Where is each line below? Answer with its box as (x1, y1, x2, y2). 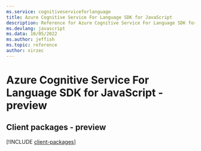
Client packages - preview (6, 122, 106, 132)
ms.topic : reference (6, 42, 58, 48)
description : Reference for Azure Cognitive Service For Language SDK (6, 20, 186, 26)
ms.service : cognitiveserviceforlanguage (6, 8, 111, 15)
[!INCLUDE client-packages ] (6, 138, 76, 145)
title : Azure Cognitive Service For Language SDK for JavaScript (6, 14, 172, 20)
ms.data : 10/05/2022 (6, 31, 58, 37)
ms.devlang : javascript (6, 25, 66, 32)
